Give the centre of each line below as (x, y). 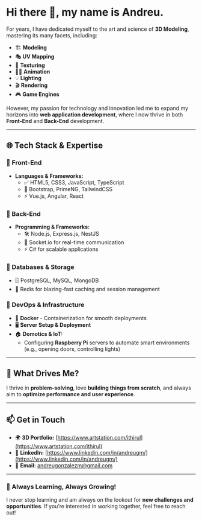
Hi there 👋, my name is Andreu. (85, 12)
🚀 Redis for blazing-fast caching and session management (87, 289)
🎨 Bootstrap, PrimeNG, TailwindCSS (68, 189)
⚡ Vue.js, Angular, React (54, 196)
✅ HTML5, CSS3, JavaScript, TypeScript (74, 182)
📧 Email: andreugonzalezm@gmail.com (64, 466)
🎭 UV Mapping (35, 56)
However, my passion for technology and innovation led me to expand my (97, 108)
